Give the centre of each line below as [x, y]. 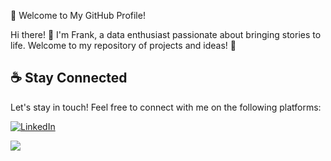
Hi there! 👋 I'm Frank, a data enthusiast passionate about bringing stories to [166, 34]
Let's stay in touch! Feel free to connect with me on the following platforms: [166, 107]
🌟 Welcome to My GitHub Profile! [78, 15]
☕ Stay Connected [69, 78]
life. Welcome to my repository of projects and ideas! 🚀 [123, 45]
